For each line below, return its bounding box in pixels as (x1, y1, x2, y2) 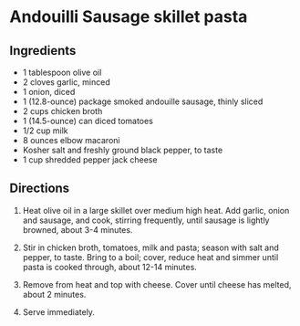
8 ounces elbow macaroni (22, 135, 120, 145)
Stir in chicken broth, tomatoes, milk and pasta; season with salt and (22, 242, 280, 253)
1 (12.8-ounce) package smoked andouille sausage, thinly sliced (22, 96, 264, 107)
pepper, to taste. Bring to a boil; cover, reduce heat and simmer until (22, 251, 279, 262)
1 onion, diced (22, 87, 76, 97)
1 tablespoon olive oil (22, 67, 102, 78)
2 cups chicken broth (22, 106, 103, 116)
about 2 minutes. (22, 289, 87, 300)
